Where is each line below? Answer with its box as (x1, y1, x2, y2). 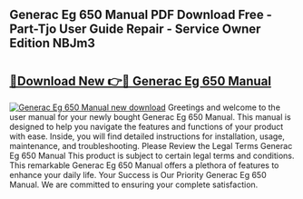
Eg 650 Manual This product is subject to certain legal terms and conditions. (9, 150, 295, 161)
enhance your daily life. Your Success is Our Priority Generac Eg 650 (9, 170, 268, 180)
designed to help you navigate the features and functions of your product (9, 122, 284, 132)
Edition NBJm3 (9, 35, 95, 51)
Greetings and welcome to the (167, 102, 281, 113)
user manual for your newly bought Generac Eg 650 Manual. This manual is (9, 112, 292, 122)
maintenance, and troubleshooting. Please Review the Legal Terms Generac (9, 141, 293, 151)
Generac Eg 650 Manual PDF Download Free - (9, 7, 272, 23)
